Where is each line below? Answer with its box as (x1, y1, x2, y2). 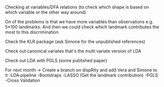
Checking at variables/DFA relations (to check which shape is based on (5, 4, 149, 10)
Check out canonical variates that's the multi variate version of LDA (5, 48, 141, 54)
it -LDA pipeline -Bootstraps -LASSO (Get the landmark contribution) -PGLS (5, 72, 158, 78)
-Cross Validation (5, 78, 40, 83)
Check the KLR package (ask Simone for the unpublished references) (5, 39, 146, 44)
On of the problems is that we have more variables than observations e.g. (5, 19, 154, 24)
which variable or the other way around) (5, 9, 86, 15)
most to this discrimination (5, 29, 59, 35)
